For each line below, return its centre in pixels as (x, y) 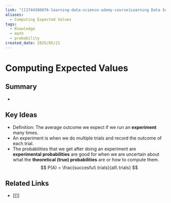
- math (17, 33)
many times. (25, 132)
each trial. (23, 143)
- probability (25, 39)
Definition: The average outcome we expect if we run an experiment (84, 127)
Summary (21, 87)
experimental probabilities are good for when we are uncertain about (86, 154)
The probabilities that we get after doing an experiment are (74, 149)
